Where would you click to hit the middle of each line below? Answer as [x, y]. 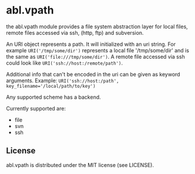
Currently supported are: [36, 108]
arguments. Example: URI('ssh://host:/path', [63, 81]
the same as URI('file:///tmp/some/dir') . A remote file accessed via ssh [95, 56]
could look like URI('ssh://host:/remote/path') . [65, 63]
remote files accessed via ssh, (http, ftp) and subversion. [75, 32]
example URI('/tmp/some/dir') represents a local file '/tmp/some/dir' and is [98, 50]
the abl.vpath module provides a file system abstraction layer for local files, [97, 26]
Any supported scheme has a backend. [53, 97]
